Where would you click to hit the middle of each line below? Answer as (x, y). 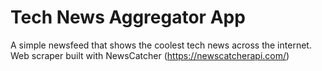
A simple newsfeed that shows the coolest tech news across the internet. (161, 45)
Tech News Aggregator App (128, 17)
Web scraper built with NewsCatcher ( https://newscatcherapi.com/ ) (150, 55)
